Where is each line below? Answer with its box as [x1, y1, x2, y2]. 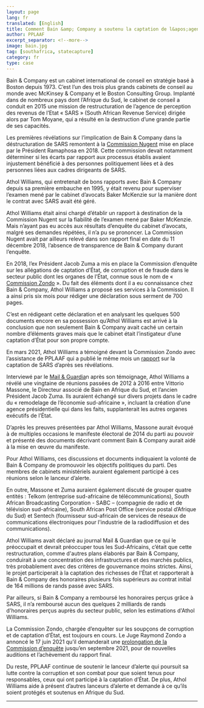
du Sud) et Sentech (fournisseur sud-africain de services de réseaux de [6, 512, 186, 519]
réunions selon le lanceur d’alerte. [6, 474, 91, 481]
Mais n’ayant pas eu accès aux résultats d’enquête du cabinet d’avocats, [6, 222, 188, 229]
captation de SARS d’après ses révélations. [6, 361, 114, 369]
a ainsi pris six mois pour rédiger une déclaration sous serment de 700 [6, 292, 183, 299]
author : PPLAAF [6, 32, 45, 38]
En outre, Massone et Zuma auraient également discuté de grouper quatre [6, 486, 192, 494]
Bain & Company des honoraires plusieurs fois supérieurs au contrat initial [6, 575, 191, 582]
